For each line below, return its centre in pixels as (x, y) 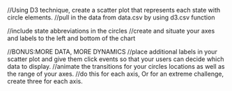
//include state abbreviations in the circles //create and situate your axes (111, 31)
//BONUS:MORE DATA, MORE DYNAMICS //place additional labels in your (112, 52)
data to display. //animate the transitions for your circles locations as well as (116, 66)
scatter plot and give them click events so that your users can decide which (116, 59)
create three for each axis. (45, 81)
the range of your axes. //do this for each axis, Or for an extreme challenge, (116, 74)
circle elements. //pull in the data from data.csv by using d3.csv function (111, 17)
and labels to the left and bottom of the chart (71, 38)
